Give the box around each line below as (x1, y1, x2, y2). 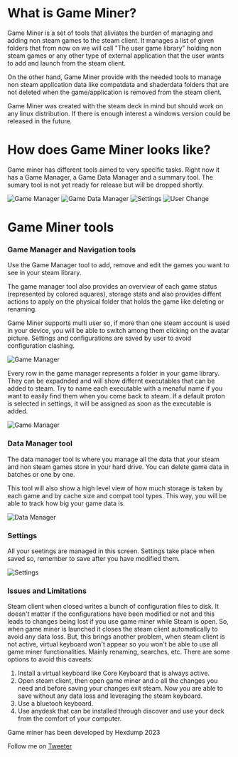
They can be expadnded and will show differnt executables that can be (7, 376, 215, 386)
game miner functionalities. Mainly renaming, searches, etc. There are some (7, 647, 230, 656)
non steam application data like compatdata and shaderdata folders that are (7, 80, 229, 88)
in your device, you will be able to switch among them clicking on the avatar (7, 326, 229, 335)
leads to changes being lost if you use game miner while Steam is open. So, (7, 617, 229, 626)
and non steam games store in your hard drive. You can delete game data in (7, 462, 229, 471)
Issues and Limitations (7, 586, 87, 596)
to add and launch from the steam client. (7, 58, 126, 67)
